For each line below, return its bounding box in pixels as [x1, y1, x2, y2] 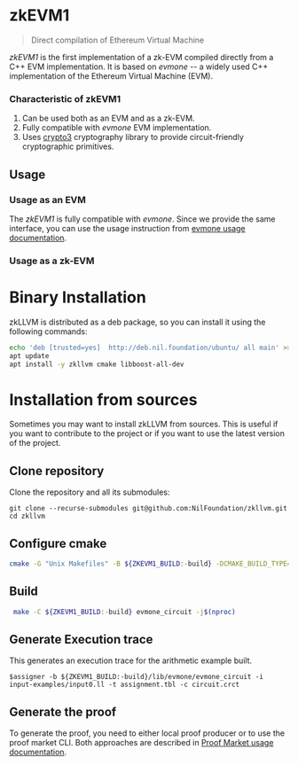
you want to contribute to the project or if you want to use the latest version [9, 428, 286, 439]
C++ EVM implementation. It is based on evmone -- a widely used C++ [9, 61, 269, 72]
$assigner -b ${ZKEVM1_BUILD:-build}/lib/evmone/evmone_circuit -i [9, 673, 264, 682]
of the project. [9, 438, 61, 449]
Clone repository [9, 463, 105, 479]
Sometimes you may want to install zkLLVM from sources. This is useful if [9, 418, 278, 430]
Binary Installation [9, 287, 146, 308]
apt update [9, 351, 50, 360]
